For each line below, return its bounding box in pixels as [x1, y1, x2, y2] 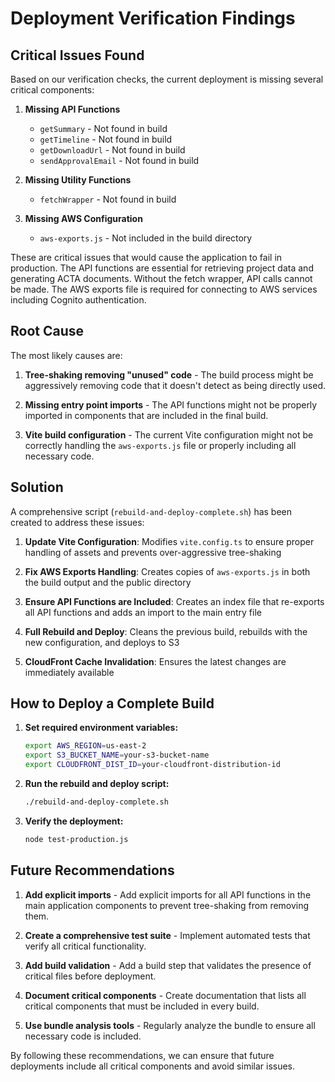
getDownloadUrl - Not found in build [39, 144, 186, 156]
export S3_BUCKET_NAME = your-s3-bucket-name [24, 750, 210, 761]
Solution [10, 479, 64, 496]
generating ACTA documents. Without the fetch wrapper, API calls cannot [10, 273, 313, 284]
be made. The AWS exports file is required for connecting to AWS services [10, 283, 318, 295]
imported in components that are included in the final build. [24, 409, 269, 421]
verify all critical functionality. [24, 940, 147, 952]
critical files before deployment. [24, 970, 157, 982]
